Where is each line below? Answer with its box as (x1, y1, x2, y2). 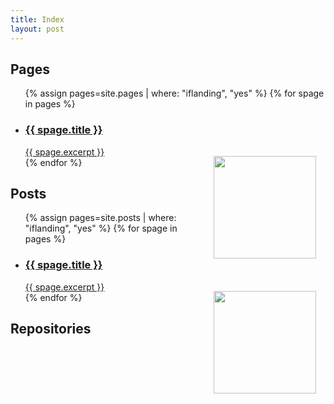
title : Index (10, 14, 65, 25)
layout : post (10, 24, 65, 34)
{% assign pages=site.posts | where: (24, 212, 177, 224)
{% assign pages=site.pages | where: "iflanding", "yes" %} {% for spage (24, 87, 325, 100)
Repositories (10, 321, 92, 338)
